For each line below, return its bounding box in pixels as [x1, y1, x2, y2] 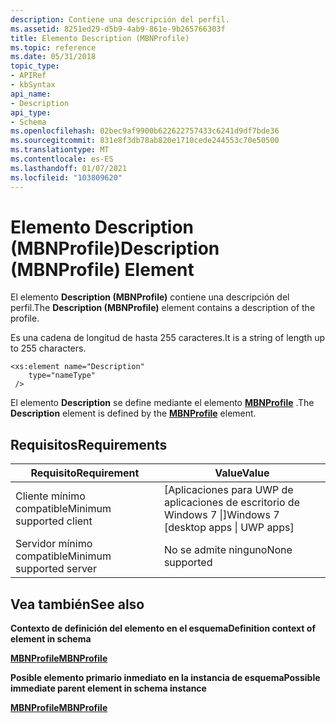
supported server [15, 562, 97, 576]
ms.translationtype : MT [10, 145, 110, 155]
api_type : [10, 107, 52, 118]
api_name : [10, 89, 52, 99]
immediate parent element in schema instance [10, 682, 207, 695]
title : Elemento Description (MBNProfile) [10, 33, 190, 43]
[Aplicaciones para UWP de [163, 483, 294, 497]
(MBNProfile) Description [10, 237, 220, 260]
